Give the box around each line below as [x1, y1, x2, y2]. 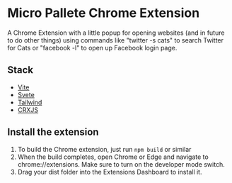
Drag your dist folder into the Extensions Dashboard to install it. [17, 167, 202, 176]
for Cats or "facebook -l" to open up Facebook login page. [7, 43, 178, 52]
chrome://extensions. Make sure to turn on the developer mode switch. [17, 160, 225, 168]
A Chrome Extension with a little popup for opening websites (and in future [7, 28, 225, 37]
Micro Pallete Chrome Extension [7, 5, 200, 21]
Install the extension [7, 126, 99, 138]
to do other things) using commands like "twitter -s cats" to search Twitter [7, 35, 224, 44]
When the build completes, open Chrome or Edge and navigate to [17, 152, 209, 161]
